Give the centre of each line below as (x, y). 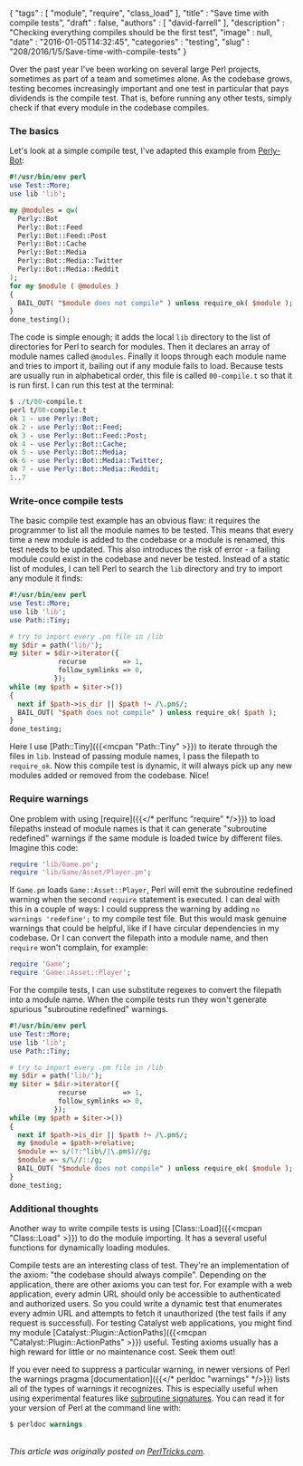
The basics (34, 130)
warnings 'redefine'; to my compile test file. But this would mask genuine (148, 919)
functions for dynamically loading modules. (90, 1247)
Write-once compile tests (66, 500)
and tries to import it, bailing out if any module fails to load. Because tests (146, 366)
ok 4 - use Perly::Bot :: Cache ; (68, 444)
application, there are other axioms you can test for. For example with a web (151, 1284)
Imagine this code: (44, 847)
